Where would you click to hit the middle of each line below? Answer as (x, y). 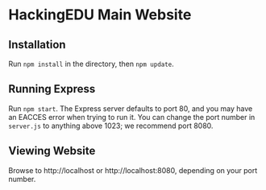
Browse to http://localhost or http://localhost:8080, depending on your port (133, 170)
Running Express (52, 89)
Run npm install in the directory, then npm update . (91, 64)
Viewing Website (52, 151)
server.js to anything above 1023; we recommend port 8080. (111, 126)
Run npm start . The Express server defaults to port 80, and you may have (131, 108)
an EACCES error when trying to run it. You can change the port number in (132, 117)
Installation (37, 45)
